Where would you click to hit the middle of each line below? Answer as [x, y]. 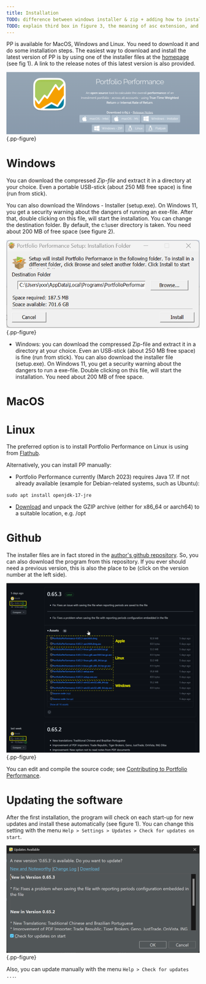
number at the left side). [37, 575]
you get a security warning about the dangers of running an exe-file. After [100, 212]
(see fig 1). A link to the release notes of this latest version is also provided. [101, 64]
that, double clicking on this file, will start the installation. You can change [99, 218]
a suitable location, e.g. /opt [50, 513]
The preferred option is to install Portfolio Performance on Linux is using [97, 447]
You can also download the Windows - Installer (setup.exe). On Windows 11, [102, 206]
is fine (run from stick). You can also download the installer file [94, 357]
